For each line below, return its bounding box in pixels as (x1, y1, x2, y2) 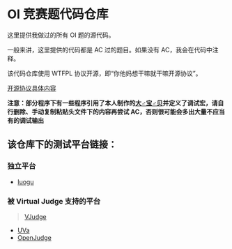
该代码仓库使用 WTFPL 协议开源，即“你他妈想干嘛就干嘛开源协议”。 (7, 69, 202, 77)
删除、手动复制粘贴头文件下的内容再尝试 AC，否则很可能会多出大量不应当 (13, 107, 225, 116)
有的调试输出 (7, 116, 44, 124)
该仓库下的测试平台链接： (7, 139, 117, 151)
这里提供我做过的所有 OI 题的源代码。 (7, 31, 115, 39)
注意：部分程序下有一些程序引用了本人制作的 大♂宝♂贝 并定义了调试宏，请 (7, 98, 218, 107)
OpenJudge (17, 233, 52, 241)
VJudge (24, 212, 47, 220)
